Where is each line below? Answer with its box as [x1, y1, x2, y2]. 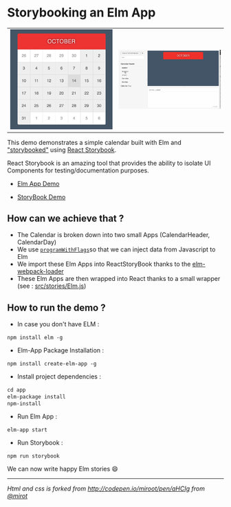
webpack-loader [16, 267, 64, 275]
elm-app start [7, 427, 48, 433]
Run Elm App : [16, 412, 58, 420]
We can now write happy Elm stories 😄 [7, 465, 118, 473]
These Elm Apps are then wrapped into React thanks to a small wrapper [16, 275, 221, 283]
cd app [7, 387, 26, 394]
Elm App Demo [16, 179, 60, 188]
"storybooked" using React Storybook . [7, 146, 117, 154]
